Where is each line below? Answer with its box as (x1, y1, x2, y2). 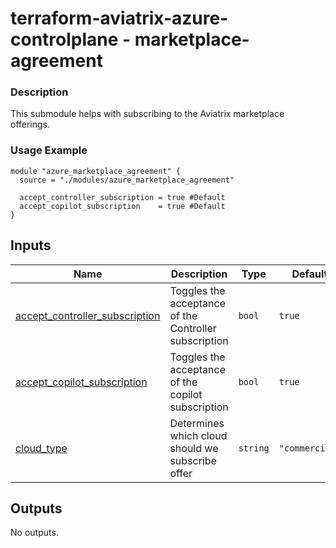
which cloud (169, 428, 228, 442)
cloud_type (15, 441, 68, 455)
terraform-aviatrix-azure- (10, 7, 229, 30)
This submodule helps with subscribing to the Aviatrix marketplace (10, 108, 285, 120)
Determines (169, 416, 225, 430)
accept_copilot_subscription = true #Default (19, 201, 226, 211)
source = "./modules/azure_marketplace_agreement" (19, 175, 235, 185)
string (238, 442, 270, 454)
